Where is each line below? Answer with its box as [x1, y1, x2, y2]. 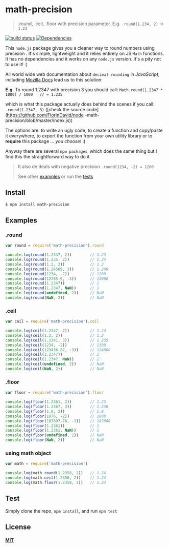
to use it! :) [5, 61, 28, 67]
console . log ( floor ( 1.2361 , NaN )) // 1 [5, 428, 100, 433]
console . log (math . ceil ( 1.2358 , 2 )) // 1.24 [5, 475, 106, 480]
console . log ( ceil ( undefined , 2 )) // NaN [5, 361, 104, 367]
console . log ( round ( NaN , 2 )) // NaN [5, 295, 104, 300]
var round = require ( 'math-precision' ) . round [5, 243, 104, 248]
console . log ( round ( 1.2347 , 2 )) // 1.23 [5, 252, 106, 257]
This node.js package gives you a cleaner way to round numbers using [5, 45, 155, 51]
